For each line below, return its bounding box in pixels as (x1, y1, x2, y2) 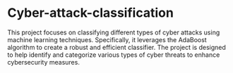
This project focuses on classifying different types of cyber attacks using (7, 28, 220, 36)
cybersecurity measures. (7, 58, 80, 66)
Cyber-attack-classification (7, 5, 174, 21)
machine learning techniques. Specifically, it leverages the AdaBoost (7, 35, 207, 44)
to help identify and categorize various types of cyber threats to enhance (7, 51, 220, 59)
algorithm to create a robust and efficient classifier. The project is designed (7, 43, 226, 51)
